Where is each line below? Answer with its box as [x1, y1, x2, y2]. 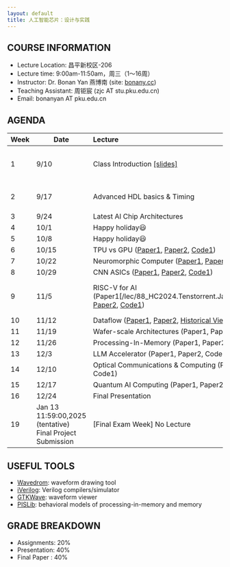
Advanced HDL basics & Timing [92, 192, 195, 201]
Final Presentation [92, 391, 151, 401]
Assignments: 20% [16, 538, 71, 546]
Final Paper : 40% [16, 553, 68, 561]
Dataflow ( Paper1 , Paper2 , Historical [92, 315, 212, 325]
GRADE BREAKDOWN [7, 520, 101, 532]
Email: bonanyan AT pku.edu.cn [16, 94, 107, 103]
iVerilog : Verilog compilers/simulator [16, 485, 120, 493]
